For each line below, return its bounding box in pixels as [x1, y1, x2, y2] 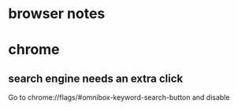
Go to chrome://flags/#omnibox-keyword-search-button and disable [8, 93, 230, 102]
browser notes [8, 5, 106, 23]
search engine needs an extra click [8, 71, 184, 85]
